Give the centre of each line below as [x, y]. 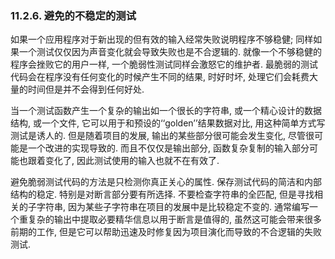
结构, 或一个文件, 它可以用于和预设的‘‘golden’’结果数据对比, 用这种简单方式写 [168, 123]
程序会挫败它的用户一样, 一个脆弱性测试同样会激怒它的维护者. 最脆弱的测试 [164, 64]
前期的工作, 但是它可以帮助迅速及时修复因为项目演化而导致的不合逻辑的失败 [166, 232]
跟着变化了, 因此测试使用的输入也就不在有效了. [123, 161]
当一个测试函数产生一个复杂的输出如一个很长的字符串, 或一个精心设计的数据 [166, 111]
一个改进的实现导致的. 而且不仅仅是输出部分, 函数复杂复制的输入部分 [168, 148]
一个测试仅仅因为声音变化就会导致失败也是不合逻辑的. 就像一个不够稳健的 [170, 52]
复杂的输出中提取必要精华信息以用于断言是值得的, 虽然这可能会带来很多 [174, 219]
